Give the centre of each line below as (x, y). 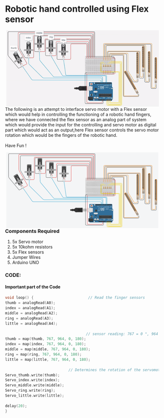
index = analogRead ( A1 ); (30, 308)
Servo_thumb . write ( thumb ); (32, 375)
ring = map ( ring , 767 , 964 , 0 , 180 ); (43, 355)
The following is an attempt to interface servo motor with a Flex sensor (76, 109)
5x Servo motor (28, 242)
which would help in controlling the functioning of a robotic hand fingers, (78, 114)
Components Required (32, 231)
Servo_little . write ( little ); (35, 396)
